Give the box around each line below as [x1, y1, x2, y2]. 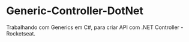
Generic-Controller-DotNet [6, 4, 144, 18]
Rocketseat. [6, 30, 36, 37]
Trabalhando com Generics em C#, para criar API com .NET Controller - [6, 24, 184, 31]
